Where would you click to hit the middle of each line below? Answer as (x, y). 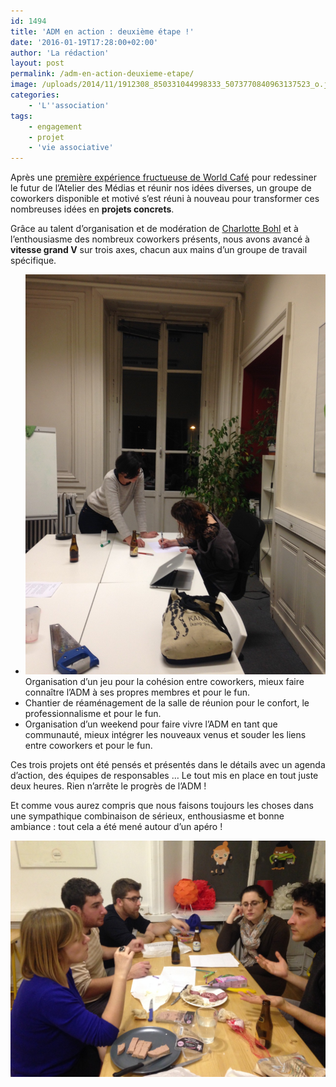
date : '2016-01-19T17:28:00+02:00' (84, 42)
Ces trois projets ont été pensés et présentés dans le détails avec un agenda (168, 765)
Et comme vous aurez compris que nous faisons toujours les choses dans (162, 806)
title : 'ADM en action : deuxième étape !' (102, 31)
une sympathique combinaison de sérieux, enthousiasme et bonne (147, 816)
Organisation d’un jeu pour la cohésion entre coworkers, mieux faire (164, 682)
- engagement (55, 126)
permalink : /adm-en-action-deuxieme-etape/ (102, 74)
